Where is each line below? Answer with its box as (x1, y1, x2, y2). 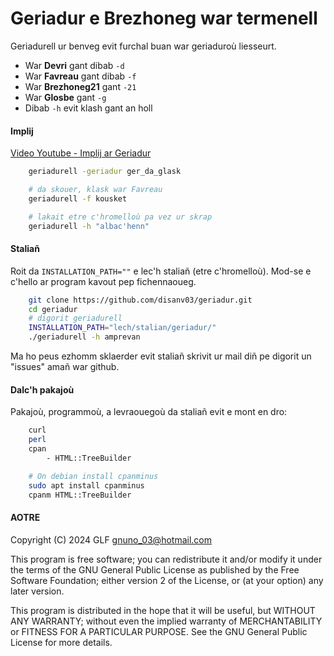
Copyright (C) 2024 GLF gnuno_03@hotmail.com (10, 533, 212, 546)
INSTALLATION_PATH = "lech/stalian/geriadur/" (28, 323, 217, 333)
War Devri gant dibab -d (24, 59, 125, 71)
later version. (10, 585, 65, 597)
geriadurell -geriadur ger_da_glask (28, 167, 182, 177)
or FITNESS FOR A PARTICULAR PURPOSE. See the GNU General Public (10, 625, 308, 637)
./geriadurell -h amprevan (28, 332, 141, 342)
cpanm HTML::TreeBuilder (28, 490, 132, 500)
